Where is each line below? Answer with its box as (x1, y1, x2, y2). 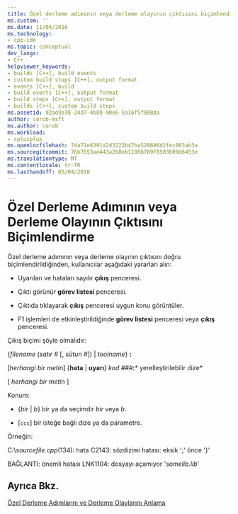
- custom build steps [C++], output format (7, 76, 138, 84)
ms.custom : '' (7, 17, 50, 24)
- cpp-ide (7, 37, 37, 44)
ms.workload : (7, 129, 46, 136)
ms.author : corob (7, 122, 59, 130)
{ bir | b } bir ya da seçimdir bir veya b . (17, 404, 127, 413)
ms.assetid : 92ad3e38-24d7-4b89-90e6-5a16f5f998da (7, 109, 160, 116)
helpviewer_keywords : (7, 63, 72, 70)
